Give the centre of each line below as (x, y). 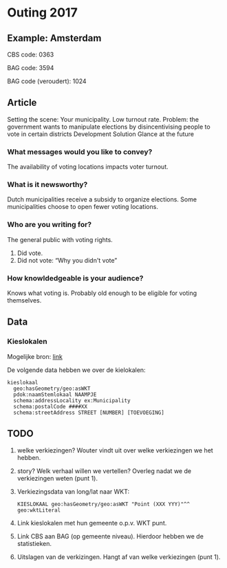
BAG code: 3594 (31, 68)
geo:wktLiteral (39, 510)
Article (22, 103)
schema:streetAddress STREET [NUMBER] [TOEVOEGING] (89, 413)
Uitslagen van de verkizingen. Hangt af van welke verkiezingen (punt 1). (119, 557)
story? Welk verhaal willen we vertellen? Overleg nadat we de (104, 471)
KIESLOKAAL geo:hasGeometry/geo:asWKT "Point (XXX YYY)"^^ (104, 504)
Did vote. (30, 253)
